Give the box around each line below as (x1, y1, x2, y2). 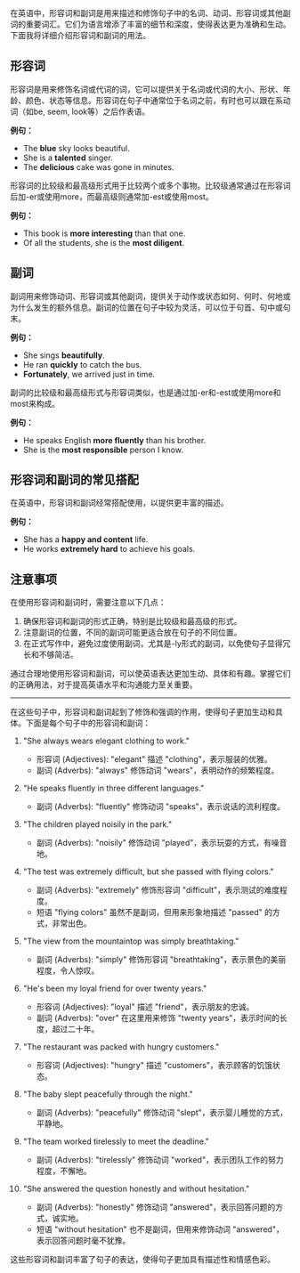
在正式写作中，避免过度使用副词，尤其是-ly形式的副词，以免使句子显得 (22, 638, 283, 649)
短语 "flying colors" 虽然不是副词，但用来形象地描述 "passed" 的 (36, 907, 273, 918)
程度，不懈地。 (36, 1165, 92, 1177)
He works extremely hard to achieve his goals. (22, 544, 196, 555)
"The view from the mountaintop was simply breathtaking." (22, 936, 239, 946)
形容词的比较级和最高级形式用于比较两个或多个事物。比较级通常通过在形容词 (10, 180, 291, 191)
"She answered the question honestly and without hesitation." (22, 1183, 250, 1195)
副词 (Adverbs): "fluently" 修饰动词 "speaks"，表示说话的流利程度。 (36, 801, 286, 812)
